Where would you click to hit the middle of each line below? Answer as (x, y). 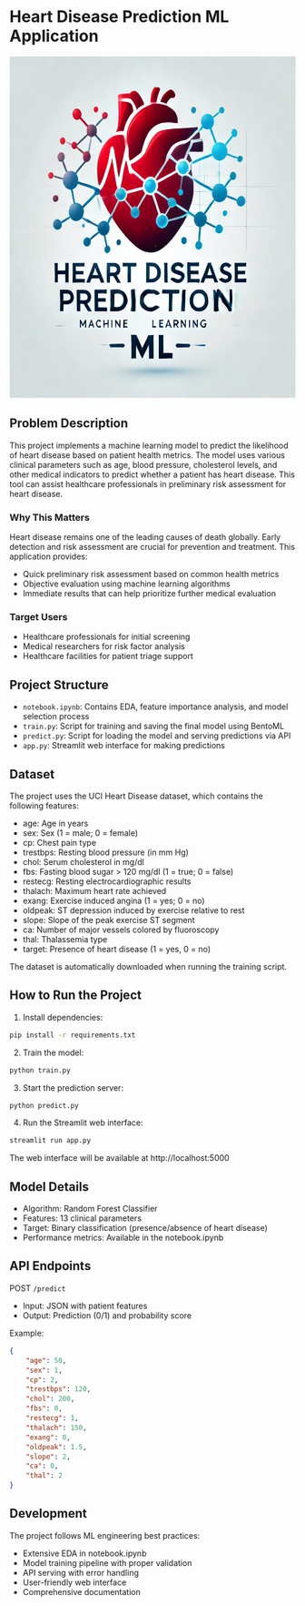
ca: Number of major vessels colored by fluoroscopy (121, 930)
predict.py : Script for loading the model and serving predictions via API (157, 736)
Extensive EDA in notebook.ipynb (84, 1553)
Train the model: (53, 1052)
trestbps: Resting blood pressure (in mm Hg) (105, 852)
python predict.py (44, 1105)
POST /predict (38, 1288)
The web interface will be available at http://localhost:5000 (119, 1158)
